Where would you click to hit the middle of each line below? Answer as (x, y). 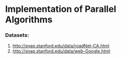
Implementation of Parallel (61, 9)
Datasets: (17, 35)
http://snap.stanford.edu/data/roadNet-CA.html (61, 46)
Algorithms (29, 20)
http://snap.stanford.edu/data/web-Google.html (61, 51)
